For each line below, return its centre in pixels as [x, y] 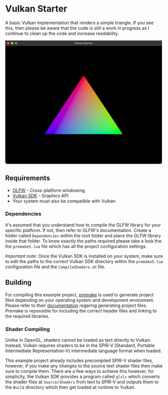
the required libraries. [27, 316]
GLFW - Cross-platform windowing [49, 190]
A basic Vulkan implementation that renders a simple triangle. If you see [79, 23]
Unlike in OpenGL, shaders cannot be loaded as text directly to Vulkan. [78, 340]
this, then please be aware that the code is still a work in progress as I [77, 28]
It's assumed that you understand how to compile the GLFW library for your [83, 225]
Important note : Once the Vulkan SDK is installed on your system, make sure [84, 256]
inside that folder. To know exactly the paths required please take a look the [83, 241]
